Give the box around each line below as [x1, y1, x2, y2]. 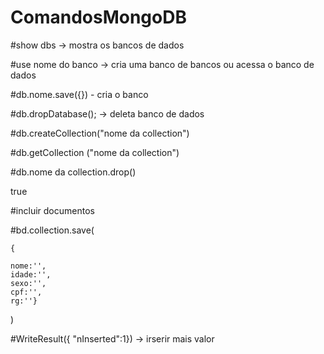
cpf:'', [10, 287, 43, 297]
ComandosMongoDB [10, 6, 187, 29]
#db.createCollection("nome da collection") [10, 127, 190, 139]
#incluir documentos [10, 204, 95, 216]
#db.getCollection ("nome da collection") [10, 146, 180, 158]
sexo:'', [10, 278, 47, 288]
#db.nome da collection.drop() [10, 166, 137, 178]
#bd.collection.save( [10, 224, 95, 236]
